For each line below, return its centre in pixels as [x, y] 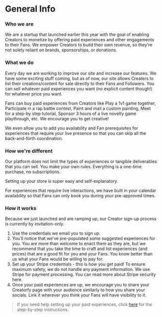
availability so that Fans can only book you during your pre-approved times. [80, 196]
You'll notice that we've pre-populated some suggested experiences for [84, 238]
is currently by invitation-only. [35, 224]
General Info [30, 9]
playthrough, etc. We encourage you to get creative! [57, 119]
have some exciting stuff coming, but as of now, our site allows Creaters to [79, 78]
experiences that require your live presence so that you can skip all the [76, 133]
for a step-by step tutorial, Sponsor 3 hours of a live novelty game [71, 113]
